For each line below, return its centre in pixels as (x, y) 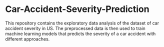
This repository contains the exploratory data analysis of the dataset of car (82, 23)
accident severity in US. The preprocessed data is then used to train (75, 28)
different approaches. (27, 39)
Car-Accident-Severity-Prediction (77, 9)
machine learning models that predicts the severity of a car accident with (80, 33)
